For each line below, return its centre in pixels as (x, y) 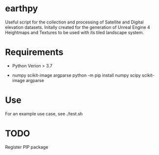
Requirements (34, 52)
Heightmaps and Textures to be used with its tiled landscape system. (75, 32)
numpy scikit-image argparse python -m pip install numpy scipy (76, 75)
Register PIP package (27, 147)
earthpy (22, 9)
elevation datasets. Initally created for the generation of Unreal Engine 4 (78, 27)
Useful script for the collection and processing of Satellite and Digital (74, 22)
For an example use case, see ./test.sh (44, 113)
